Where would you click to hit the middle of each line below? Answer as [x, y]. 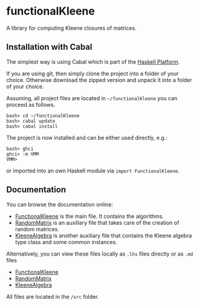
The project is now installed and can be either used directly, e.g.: [87, 137]
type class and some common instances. [66, 242]
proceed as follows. [31, 104]
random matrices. [37, 229]
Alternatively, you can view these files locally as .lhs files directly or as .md [100, 254]
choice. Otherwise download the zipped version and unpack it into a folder [99, 80]
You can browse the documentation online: [60, 204]
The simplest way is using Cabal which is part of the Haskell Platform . [93, 61]
